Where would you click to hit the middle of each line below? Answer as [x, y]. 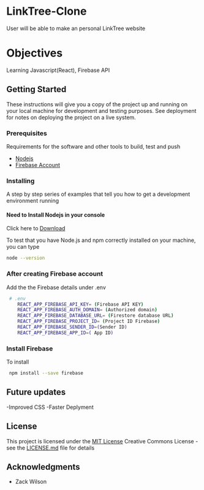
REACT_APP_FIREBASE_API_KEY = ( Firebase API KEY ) [81, 304]
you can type [23, 247]
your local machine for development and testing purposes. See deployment [101, 111]
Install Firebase [30, 348]
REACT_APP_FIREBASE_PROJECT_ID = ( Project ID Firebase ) [89, 321]
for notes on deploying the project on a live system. [71, 117]
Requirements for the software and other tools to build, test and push [93, 146]
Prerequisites [27, 133]
